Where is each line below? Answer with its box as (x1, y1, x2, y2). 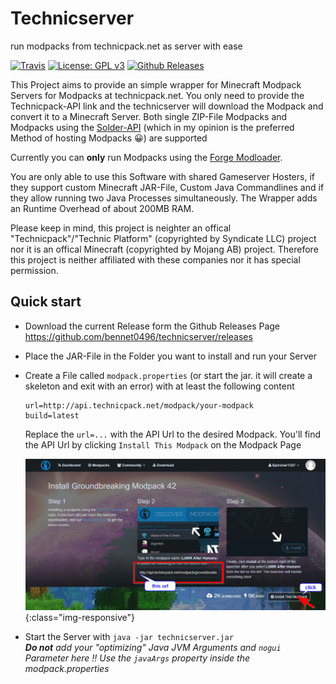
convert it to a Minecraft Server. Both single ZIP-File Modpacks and (10, 110, 288, 122)
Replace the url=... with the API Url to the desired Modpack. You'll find (24, 428, 322, 440)
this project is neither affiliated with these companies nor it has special (10, 253, 301, 266)
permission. (10, 264, 59, 276)
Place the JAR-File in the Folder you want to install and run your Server (24, 350, 317, 362)
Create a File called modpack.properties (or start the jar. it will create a (24, 369, 313, 381)
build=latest (24, 410, 80, 421)
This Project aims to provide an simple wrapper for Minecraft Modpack (10, 78, 302, 91)
